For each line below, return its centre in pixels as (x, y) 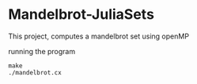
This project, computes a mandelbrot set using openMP (99, 36)
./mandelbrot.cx (35, 72)
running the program (42, 51)
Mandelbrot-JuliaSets (81, 15)
